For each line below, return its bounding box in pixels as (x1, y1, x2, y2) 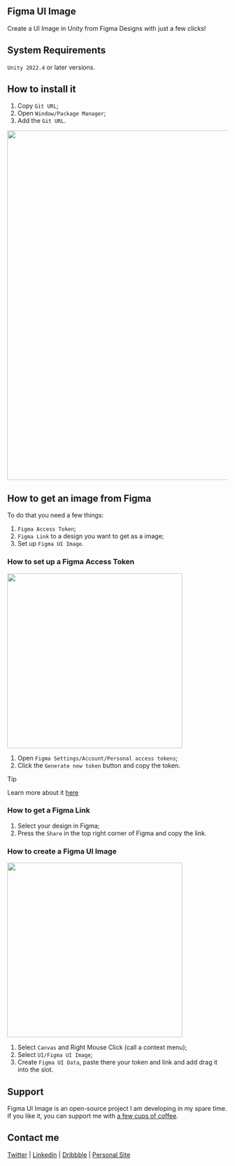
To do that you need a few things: (7, 511, 104, 519)
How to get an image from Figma (7, 492, 152, 504)
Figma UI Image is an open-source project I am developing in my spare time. (7, 1104, 227, 1112)
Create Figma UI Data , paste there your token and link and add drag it (17, 1058, 218, 1067)
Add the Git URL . (17, 117, 66, 125)
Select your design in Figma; (17, 821, 100, 830)
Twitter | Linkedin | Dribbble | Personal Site (7, 1150, 131, 1159)
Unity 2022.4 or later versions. (7, 63, 96, 71)
